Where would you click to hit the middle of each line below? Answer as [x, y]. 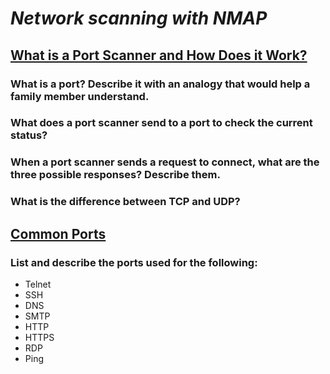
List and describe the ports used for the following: [134, 262]
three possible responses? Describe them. [115, 175]
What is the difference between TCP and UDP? [125, 202]
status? [29, 135]
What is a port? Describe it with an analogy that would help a [160, 84]
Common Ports [58, 233]
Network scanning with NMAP [139, 18]
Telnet [38, 284]
